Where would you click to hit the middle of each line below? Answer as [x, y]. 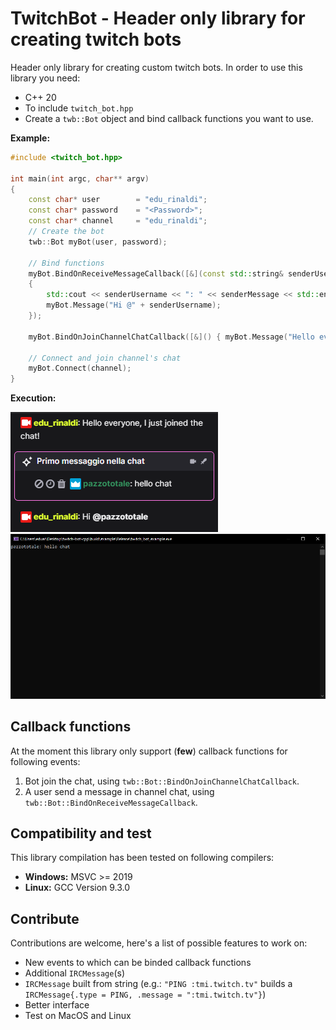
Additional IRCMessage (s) [75, 973]
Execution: [33, 398]
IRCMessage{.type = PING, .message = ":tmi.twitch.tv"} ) [145, 994]
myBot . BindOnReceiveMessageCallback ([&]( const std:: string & [156, 273]
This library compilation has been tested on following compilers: [142, 858]
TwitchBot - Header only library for [158, 18]
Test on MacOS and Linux [78, 1016]
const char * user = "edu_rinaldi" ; [118, 200]
